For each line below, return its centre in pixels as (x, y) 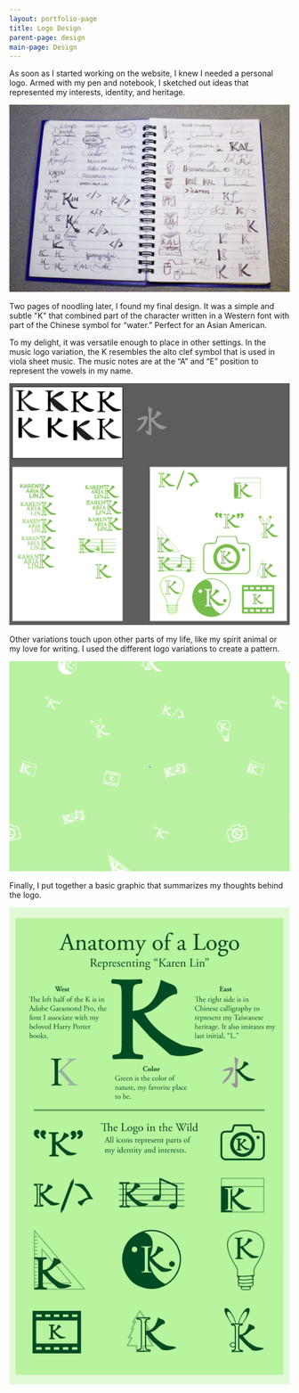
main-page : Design (43, 47)
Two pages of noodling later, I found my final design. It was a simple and (142, 306)
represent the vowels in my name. (71, 371)
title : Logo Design (45, 28)
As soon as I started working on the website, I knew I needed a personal (141, 74)
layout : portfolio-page (53, 19)
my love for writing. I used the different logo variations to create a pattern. (145, 648)
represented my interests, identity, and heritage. (97, 93)
